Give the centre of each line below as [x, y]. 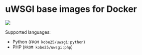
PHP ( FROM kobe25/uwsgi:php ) [43, 47]
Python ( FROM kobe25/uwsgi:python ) [49, 42]
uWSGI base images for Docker [71, 9]
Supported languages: [28, 32]
